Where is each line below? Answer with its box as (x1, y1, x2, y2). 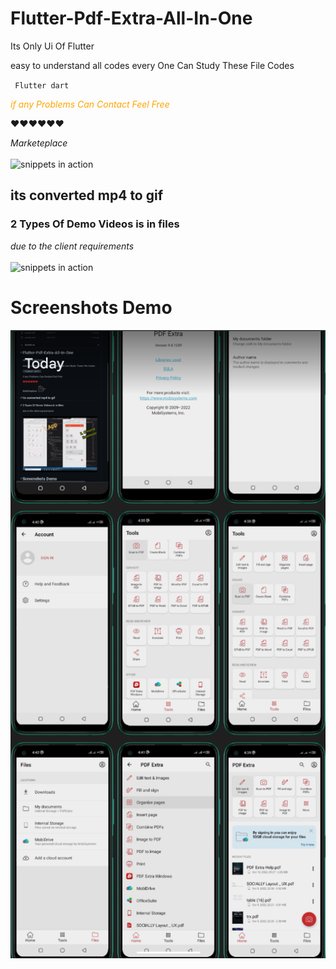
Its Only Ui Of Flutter (10, 40, 95, 52)
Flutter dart (14, 80, 70, 91)
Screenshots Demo (10, 296, 173, 319)
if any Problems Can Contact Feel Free (10, 98, 170, 110)
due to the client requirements (10, 240, 135, 252)
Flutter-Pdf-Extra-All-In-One (10, 7, 253, 30)
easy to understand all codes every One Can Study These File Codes (10, 59, 295, 71)
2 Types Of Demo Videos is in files (10, 217, 180, 231)
